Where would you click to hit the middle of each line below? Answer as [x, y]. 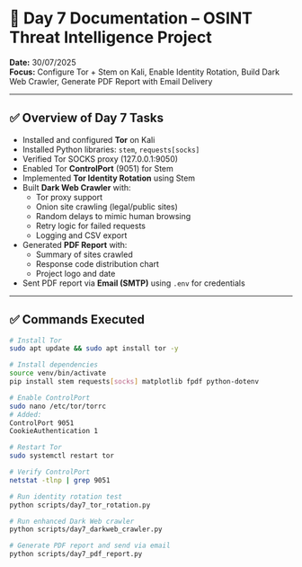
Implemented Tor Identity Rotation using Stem [109, 178]
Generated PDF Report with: [75, 244]
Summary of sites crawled [84, 254]
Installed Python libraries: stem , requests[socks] [111, 149]
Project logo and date [75, 273]
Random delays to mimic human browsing [113, 216]
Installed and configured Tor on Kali [89, 139]
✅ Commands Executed [77, 319]
